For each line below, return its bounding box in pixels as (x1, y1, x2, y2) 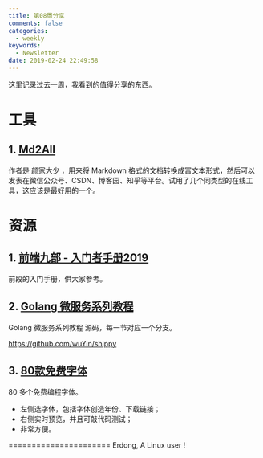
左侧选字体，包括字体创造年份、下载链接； (19, 403, 161, 414)
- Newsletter (15, 49, 59, 57)
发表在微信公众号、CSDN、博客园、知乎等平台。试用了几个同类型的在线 (8, 175, 246, 185)
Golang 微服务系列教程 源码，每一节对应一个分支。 (8, 322, 176, 332)
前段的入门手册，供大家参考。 (8, 274, 107, 284)
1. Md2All (8, 143, 56, 157)
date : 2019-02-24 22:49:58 (8, 57, 99, 65)
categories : (8, 27, 48, 35)
